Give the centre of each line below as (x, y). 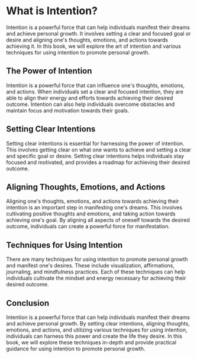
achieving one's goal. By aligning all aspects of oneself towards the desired (98, 220)
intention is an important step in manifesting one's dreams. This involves (94, 208)
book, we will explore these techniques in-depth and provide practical (91, 342)
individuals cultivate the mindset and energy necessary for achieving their (96, 278)
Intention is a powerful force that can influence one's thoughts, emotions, (96, 85)
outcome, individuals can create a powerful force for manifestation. (88, 227)
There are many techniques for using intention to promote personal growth (97, 259)
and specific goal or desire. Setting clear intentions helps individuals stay (95, 156)
